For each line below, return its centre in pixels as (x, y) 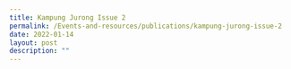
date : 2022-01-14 (42, 34)
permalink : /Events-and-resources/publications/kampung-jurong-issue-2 (145, 26)
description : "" (39, 51)
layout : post (34, 43)
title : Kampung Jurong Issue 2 (68, 17)
